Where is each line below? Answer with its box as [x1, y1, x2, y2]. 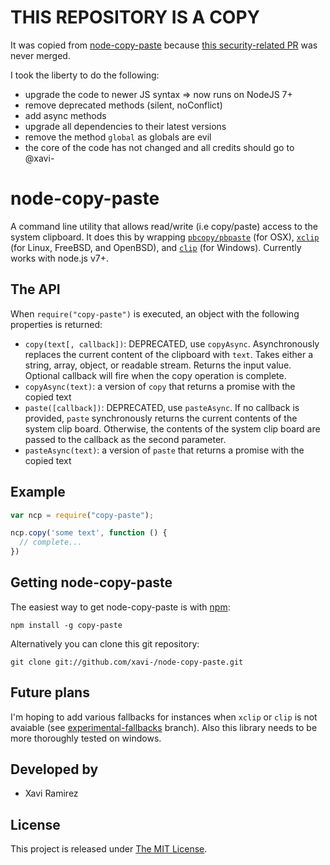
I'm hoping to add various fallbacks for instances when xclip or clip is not [10, 711, 318, 723]
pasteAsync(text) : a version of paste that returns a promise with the [24, 444, 305, 456]
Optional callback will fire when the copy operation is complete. [24, 369, 287, 381]
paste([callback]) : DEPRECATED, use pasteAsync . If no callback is [24, 401, 300, 413]
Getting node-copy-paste [10, 574, 173, 591]
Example [10, 484, 66, 501]
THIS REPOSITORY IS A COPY [10, 6, 261, 29]
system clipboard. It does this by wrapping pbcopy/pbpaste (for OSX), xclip [10, 231, 320, 243]
